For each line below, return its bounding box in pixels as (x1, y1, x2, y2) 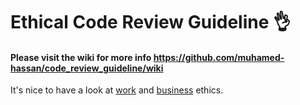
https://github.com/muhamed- (153, 51, 285, 63)
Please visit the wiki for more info (10, 51, 152, 63)
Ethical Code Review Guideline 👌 (10, 11, 292, 34)
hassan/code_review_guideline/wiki (10, 62, 164, 74)
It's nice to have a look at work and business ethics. (10, 84, 224, 96)
